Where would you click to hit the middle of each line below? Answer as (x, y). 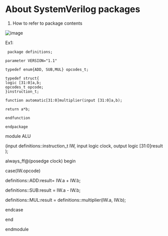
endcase (14, 209)
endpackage (17, 127)
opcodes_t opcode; (24, 87)
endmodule (17, 229)
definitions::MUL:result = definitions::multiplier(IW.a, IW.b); (66, 200)
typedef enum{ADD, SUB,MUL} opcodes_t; (47, 69)
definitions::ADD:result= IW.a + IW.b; (43, 180)
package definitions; (30, 52)
